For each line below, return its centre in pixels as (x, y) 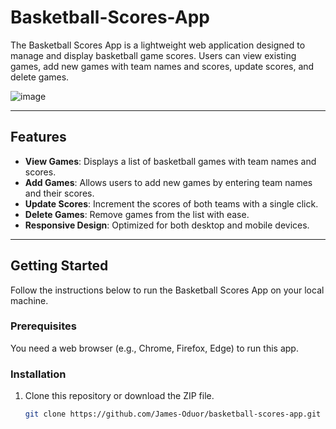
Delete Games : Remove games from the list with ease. (137, 214)
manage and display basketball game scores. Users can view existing (153, 55)
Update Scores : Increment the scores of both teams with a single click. (171, 203)
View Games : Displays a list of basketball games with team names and (170, 161)
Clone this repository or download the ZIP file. (119, 396)
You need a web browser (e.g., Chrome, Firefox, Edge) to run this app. (154, 348)
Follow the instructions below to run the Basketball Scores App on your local (167, 290)
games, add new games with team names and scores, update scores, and (162, 66)
